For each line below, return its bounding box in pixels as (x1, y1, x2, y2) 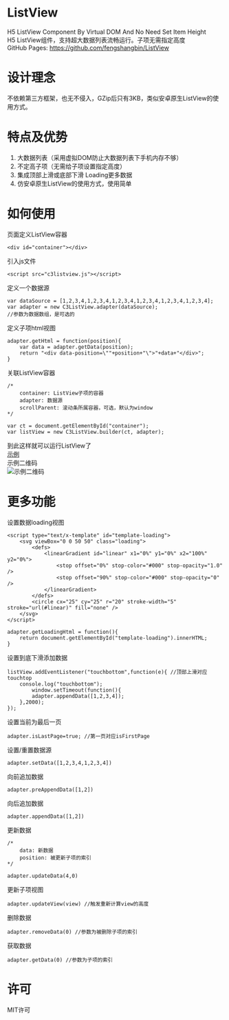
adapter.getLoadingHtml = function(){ (7, 628, 118, 635)
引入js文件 (7, 257, 36, 265)
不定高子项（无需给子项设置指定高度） (17, 162, 126, 170)
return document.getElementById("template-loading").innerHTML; (19, 634, 208, 641)
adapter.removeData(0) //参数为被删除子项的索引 (7, 928, 138, 935)
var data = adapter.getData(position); (19, 343, 134, 350)
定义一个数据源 (7, 283, 50, 292)
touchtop (7, 674, 32, 681)
